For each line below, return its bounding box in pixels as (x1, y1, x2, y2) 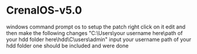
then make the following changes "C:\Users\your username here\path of (6, 29, 183, 36)
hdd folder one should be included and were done (6, 42, 129, 49)
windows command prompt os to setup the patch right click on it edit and (6, 23, 186, 30)
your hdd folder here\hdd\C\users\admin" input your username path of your (6, 36, 192, 43)
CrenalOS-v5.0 (6, 4, 82, 17)
